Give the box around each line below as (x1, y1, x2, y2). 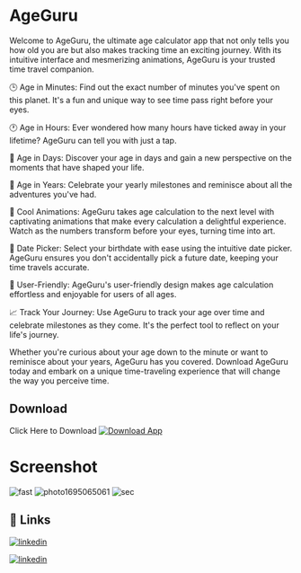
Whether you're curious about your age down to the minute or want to (9, 347, 269, 357)
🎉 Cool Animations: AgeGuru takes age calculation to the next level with (9, 206, 275, 216)
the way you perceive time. (9, 375, 110, 386)
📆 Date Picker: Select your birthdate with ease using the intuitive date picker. (9, 242, 293, 253)
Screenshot (9, 456, 98, 477)
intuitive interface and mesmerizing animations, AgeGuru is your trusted (9, 54, 276, 65)
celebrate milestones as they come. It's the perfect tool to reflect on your (9, 320, 280, 331)
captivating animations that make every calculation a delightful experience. (9, 216, 287, 226)
